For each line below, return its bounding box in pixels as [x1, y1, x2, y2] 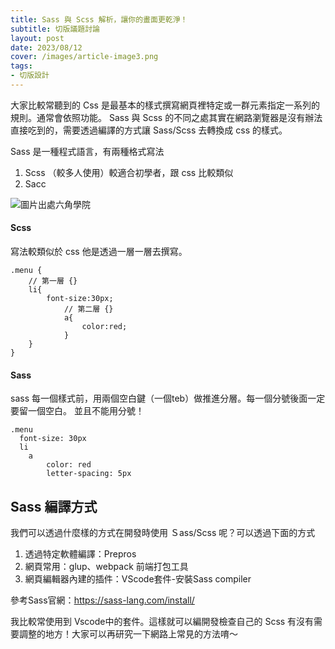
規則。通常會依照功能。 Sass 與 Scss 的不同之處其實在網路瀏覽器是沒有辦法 [10, 111, 323, 123]
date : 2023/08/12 [10, 42, 83, 53]
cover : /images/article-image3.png [10, 52, 159, 62]
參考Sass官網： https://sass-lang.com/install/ [10, 594, 195, 606]
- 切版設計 [10, 71, 50, 81]
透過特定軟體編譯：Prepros [24, 548, 137, 560]
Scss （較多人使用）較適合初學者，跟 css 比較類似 [24, 166, 234, 178]
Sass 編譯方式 [10, 498, 98, 515]
